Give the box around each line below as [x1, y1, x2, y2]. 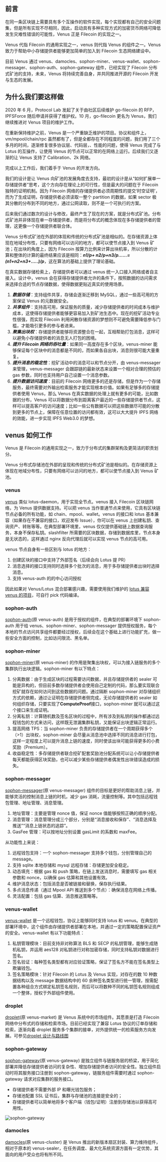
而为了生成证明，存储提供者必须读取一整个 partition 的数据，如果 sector [5, 194, 152, 200]
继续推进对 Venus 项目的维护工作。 [5, 119, 77, 125]
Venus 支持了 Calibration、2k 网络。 [19, 154, 93, 160]
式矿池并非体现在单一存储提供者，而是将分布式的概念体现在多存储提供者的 [5, 217, 157, 223]
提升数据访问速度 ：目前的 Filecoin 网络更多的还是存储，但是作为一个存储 [12, 378, 161, 384]
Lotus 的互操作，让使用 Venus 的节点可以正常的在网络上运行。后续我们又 [5, 148, 154, 154]
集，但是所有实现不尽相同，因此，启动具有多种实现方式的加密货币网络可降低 [5, 25, 161, 31]
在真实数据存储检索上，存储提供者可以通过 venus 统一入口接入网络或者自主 [5, 268, 159, 274]
